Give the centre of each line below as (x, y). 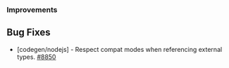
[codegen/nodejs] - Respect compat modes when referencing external (119, 49)
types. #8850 (36, 57)
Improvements (32, 10)
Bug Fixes (29, 33)
